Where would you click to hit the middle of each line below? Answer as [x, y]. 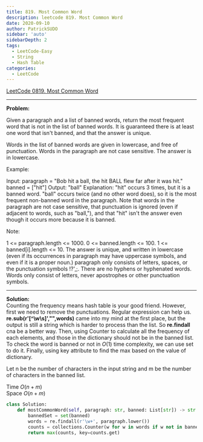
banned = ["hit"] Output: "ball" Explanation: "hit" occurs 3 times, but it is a [98, 188]
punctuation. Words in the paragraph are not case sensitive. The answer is [99, 151]
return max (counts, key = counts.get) [74, 433]
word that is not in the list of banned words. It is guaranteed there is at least [100, 127]
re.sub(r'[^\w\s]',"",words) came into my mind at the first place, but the [96, 318]
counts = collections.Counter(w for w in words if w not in [105, 427]
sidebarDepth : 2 [27, 40]
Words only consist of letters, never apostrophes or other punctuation [93, 275]
